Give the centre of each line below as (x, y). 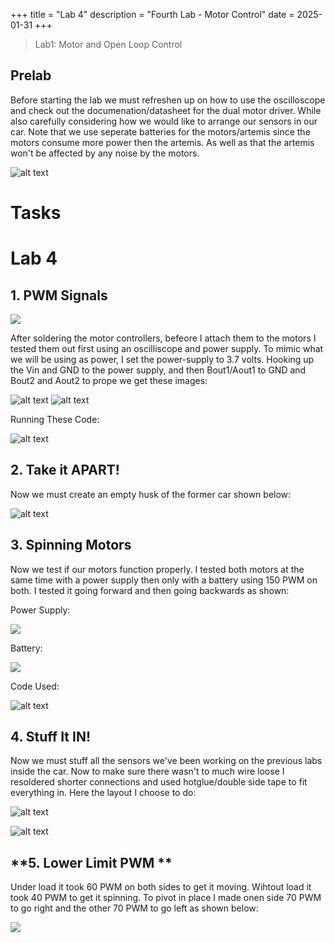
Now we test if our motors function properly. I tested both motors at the (157, 569)
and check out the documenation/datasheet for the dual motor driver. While (166, 110)
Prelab (31, 75)
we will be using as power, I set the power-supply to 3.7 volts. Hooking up (162, 359)
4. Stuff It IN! (51, 737)
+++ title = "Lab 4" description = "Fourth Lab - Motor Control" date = (152, 14)
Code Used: (35, 686)
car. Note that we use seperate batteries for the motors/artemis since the (160, 131)
